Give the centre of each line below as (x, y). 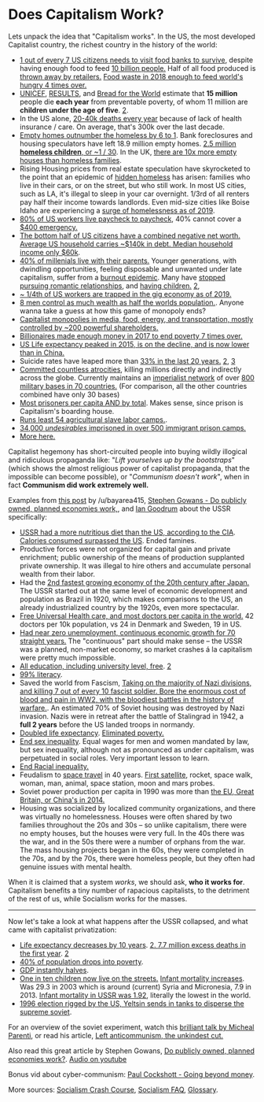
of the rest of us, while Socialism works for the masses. (98, 898)
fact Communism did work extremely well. (79, 485)
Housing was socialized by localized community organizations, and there (137, 808)
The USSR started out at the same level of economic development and (133, 590)
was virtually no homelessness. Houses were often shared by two (126, 816)
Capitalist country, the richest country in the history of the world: (113, 44)
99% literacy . (41, 674)
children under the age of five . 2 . (74, 110)
